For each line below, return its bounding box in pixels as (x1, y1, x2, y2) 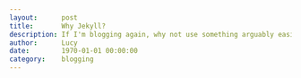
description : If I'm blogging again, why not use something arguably (9, 30, 275, 39)
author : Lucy (9, 38, 78, 48)
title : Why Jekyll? (9, 22, 106, 30)
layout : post (9, 13, 78, 22)
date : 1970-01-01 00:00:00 (9, 47, 139, 56)
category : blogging (9, 55, 94, 64)
